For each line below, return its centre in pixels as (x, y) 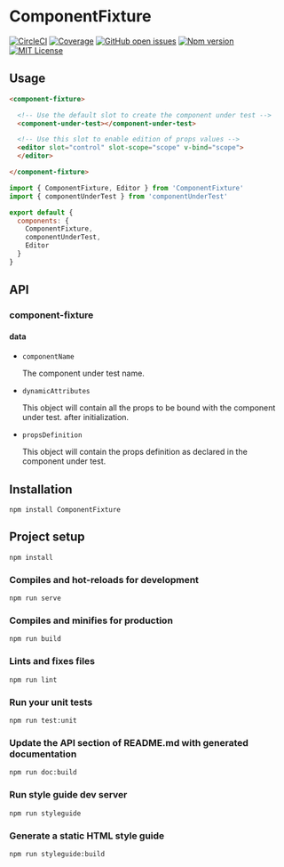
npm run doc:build (43, 773)
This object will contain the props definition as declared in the (135, 452)
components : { (43, 221)
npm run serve (35, 598)
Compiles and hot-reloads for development (104, 579)
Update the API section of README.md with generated (129, 743)
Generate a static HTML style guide (87, 836)
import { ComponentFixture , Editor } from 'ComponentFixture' (126, 188)
